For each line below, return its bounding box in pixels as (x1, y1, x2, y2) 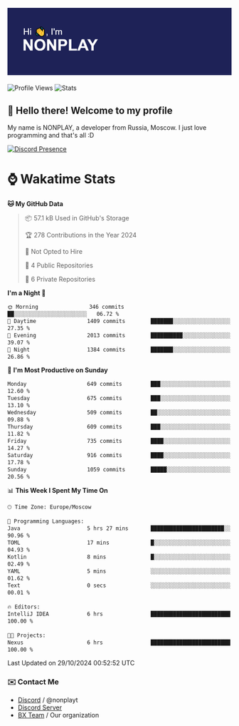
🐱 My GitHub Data (7, 199, 64, 208)
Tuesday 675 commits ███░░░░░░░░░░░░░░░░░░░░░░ (7, 394, 231, 402)
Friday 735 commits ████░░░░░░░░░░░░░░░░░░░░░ (7, 437, 231, 444)
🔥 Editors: (7, 603, 41, 610)
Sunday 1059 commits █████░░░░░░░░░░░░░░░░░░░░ (7, 466, 231, 473)
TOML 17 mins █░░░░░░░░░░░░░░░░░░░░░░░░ (7, 539, 231, 546)
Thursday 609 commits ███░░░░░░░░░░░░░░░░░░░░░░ (7, 423, 231, 430)
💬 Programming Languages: (7, 518, 84, 525)
